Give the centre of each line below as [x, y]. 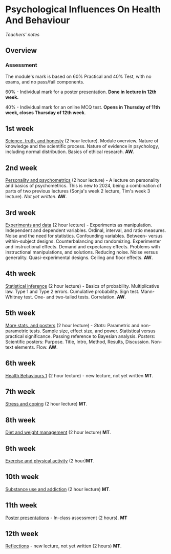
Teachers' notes [23, 34]
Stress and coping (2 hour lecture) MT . [46, 404]
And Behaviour [38, 20]
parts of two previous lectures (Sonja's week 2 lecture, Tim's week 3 [78, 191]
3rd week [20, 213]
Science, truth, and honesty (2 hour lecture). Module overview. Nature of [82, 141]
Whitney [14, 297]
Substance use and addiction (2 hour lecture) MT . [58, 489]
